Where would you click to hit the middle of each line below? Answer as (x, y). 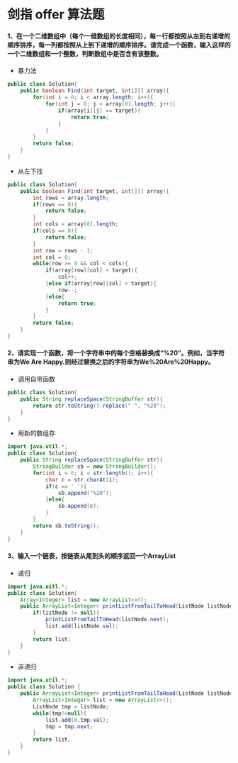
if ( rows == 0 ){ (55, 204)
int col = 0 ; (52, 257)
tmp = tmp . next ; (69, 726)
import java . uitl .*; (38, 586)
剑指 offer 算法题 (56, 15)
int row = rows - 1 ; (63, 250)
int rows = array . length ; (71, 198)
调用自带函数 (36, 379)
